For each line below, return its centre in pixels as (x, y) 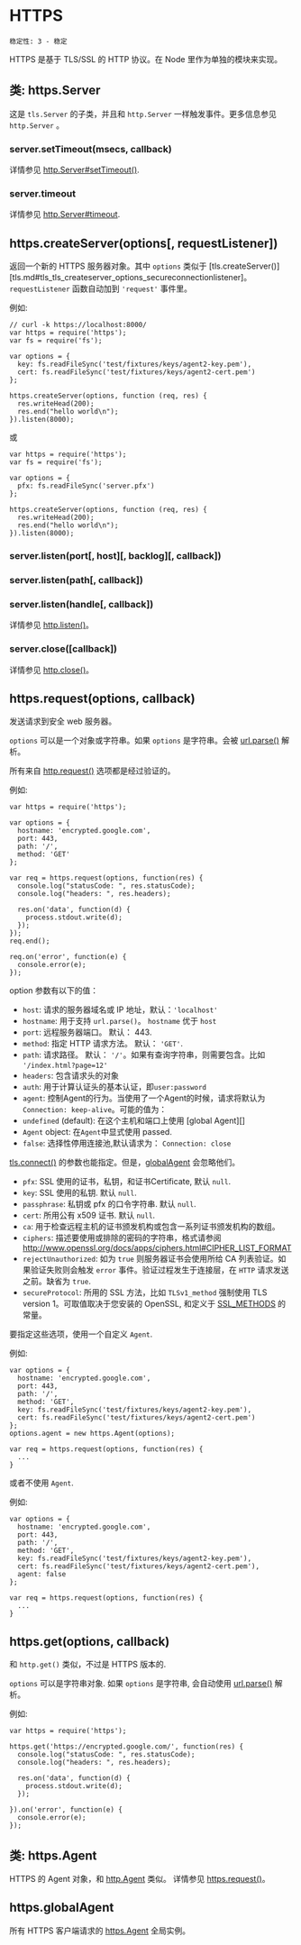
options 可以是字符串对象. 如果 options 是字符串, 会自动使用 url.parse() (141, 1684)
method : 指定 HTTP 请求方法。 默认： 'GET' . (102, 1044)
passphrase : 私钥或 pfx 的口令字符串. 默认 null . (109, 1204)
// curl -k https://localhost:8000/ (78, 325)
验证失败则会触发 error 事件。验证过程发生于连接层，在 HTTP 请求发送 (160, 1270)
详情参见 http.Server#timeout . (65, 215)
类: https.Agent (53, 1855)
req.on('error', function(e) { (68, 957)
